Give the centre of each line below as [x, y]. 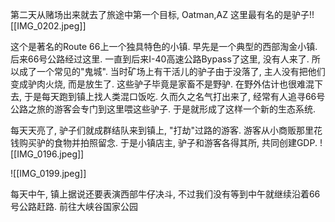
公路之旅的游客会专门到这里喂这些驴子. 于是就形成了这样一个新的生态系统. [163, 109]
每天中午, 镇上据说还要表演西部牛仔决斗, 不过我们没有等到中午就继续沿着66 [165, 194]
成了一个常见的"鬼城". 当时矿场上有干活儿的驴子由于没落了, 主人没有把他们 [172, 71]
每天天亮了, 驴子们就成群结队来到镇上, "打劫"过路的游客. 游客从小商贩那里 [162, 130]
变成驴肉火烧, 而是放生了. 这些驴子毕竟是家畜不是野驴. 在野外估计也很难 [158, 84]
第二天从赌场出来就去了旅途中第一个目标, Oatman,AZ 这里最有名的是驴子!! [162, 14]
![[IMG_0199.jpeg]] [48, 173]
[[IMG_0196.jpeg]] [47, 154]
